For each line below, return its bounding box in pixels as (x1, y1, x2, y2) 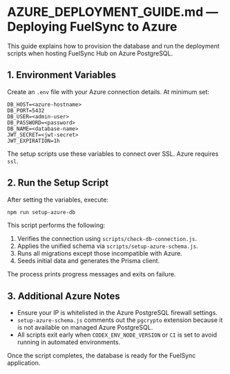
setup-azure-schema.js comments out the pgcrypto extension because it (17, 316, 223, 324)
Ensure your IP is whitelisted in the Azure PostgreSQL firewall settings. (17, 309, 218, 317)
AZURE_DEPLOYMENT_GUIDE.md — (7, 4, 219, 20)
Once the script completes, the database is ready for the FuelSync (7, 351, 196, 360)
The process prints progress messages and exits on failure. (7, 270, 176, 278)
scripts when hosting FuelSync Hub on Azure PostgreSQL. (7, 49, 173, 57)
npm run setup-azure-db (7, 208, 76, 215)
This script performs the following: (7, 221, 106, 229)
